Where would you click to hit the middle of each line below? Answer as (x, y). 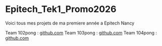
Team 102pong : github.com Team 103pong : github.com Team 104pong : (81, 32)
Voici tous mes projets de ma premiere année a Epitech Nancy (70, 23)
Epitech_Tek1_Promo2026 (61, 9)
